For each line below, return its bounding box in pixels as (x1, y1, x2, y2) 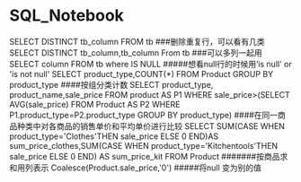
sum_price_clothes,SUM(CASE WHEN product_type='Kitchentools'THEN (9, 140, 279, 151)
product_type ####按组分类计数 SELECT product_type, (9, 79, 214, 90)
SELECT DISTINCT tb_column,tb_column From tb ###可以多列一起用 (9, 47, 262, 58)
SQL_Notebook (9, 5, 124, 26)
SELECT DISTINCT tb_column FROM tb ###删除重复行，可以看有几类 (9, 36, 265, 47)
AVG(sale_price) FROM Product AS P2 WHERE (9, 99, 181, 109)
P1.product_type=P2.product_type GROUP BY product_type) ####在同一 (9, 109, 279, 120)
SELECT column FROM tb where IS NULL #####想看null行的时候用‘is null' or (9, 58, 292, 69)
